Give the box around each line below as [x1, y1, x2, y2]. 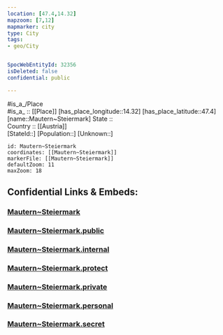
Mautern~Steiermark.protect [7, 263, 108, 273]
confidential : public [7, 74, 71, 81]
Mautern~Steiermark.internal [7, 244, 110, 254]
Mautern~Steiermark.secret [7, 319, 105, 329]
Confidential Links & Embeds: [7, 186, 138, 198]
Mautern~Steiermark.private [7, 282, 108, 292]
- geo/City [7, 43, 39, 50]
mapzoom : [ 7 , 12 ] [7, 17, 55, 24]
